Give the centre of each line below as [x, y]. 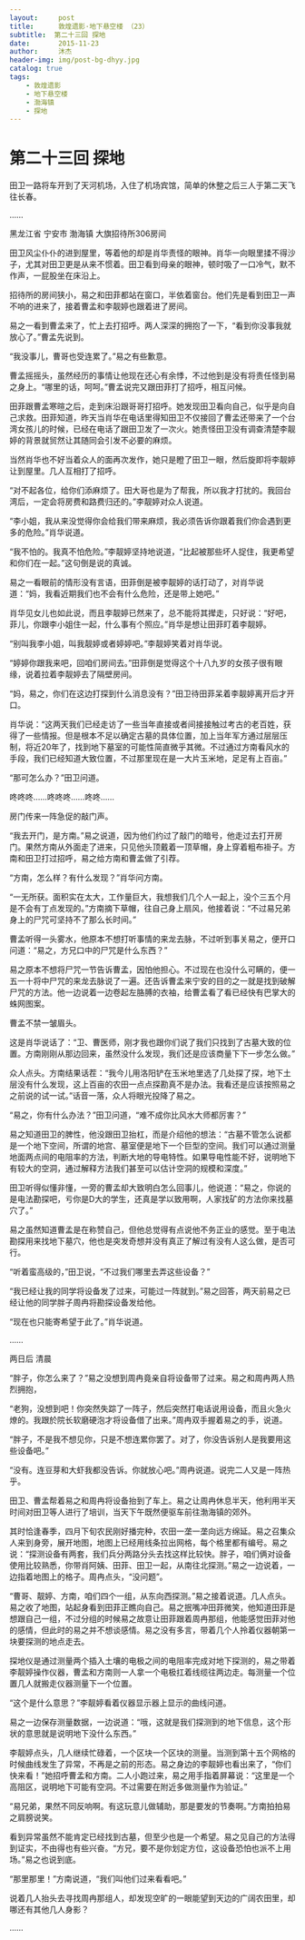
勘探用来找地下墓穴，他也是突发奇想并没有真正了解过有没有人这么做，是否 [148, 1241]
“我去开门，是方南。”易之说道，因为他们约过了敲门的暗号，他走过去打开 [142, 836]
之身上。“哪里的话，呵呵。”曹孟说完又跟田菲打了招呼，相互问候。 [130, 387]
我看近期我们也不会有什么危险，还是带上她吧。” [132, 594]
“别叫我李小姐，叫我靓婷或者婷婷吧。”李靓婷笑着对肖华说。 [118, 644]
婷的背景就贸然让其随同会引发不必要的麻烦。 [93, 441]
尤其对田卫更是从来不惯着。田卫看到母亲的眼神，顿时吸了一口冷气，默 [156, 264]
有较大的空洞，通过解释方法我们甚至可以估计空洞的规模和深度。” [128, 1169]
